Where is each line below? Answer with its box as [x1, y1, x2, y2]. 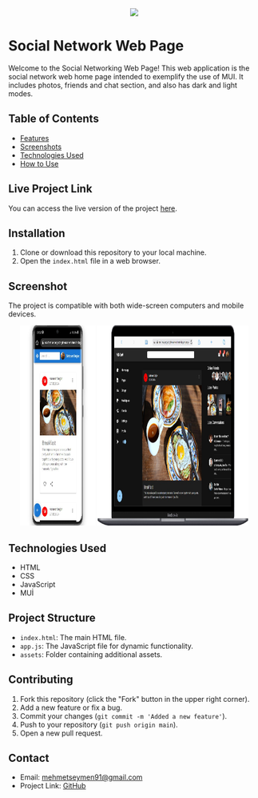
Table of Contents [8, 112, 100, 126]
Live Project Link [8, 182, 93, 195]
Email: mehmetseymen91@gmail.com [19, 772, 143, 782]
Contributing [8, 673, 73, 687]
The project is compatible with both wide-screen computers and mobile [8, 300, 244, 311]
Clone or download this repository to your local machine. [19, 248, 207, 257]
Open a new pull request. [19, 728, 103, 738]
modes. [8, 88, 34, 99]
